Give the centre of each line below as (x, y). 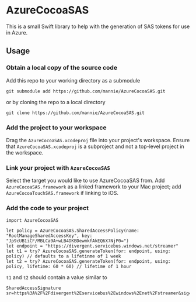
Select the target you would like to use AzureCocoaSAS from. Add (85, 181)
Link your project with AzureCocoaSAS (58, 167)
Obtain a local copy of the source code (62, 68)
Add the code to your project (48, 208)
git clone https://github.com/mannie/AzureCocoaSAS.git (75, 113)
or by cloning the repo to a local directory (56, 102)
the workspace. (25, 152)
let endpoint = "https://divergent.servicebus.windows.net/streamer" (92, 246)
